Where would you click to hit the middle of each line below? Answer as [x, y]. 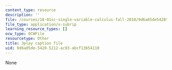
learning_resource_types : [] [36, 29]
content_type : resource [31, 10]
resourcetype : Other [27, 39]
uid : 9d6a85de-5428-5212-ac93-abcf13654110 [52, 48]
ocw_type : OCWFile [25, 34]
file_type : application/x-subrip [41, 24]
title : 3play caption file [34, 43]
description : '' [23, 15]
